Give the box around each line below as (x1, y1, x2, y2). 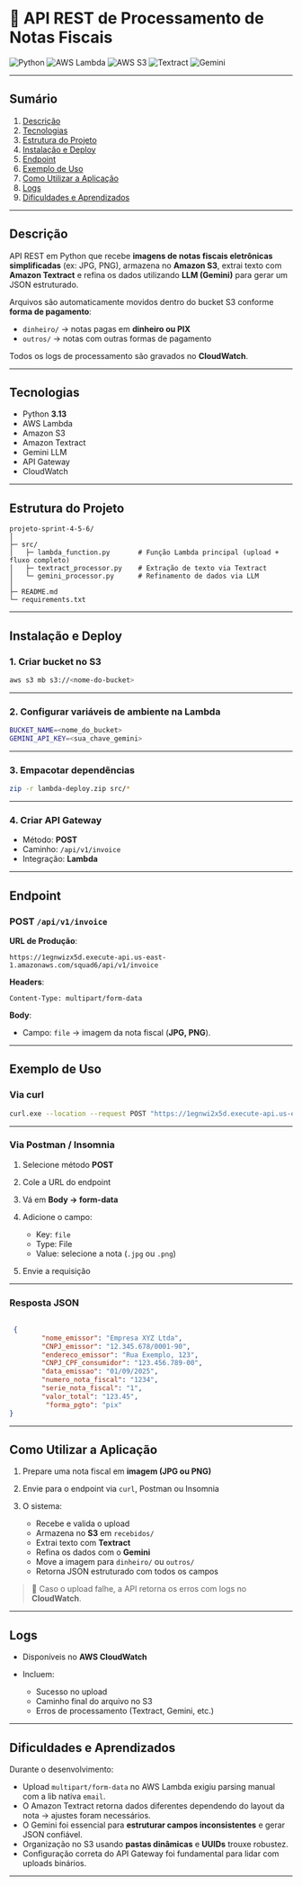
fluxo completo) (9, 556, 70, 565)
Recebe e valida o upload (35, 1518, 130, 1529)
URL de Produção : (9, 935, 78, 946)
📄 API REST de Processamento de (9, 8, 264, 29)
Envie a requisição (22, 1265, 92, 1276)
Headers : (9, 976, 45, 987)
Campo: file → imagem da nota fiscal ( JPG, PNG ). (22, 1027, 211, 1037)
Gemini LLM (22, 447, 67, 458)
